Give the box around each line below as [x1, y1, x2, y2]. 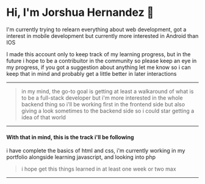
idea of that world [21, 113, 66, 121]
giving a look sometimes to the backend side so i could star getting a [21, 107, 195, 114]
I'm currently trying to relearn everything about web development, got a [6, 26, 187, 33]
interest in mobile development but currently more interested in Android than [6, 32, 199, 39]
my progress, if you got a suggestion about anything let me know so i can [6, 64, 191, 71]
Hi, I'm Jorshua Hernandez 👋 [6, 6, 154, 20]
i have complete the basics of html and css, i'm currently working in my [6, 147, 185, 155]
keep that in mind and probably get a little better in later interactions [6, 70, 177, 77]
